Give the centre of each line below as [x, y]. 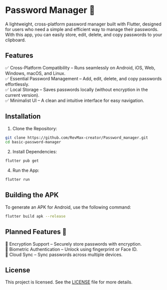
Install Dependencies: [35, 152]
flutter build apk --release [35, 216]
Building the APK [32, 195]
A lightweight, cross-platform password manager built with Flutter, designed [83, 24]
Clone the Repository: [35, 128]
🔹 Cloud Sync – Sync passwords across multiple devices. [64, 255]
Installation [23, 117]
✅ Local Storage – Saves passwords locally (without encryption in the [77, 89]
